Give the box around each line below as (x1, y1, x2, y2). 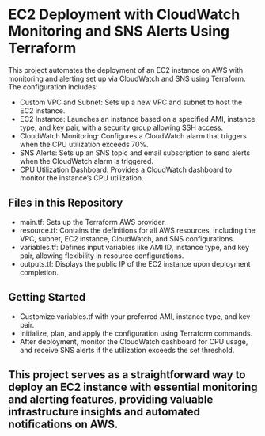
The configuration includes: (8, 82, 98, 92)
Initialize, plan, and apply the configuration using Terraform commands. (19, 328, 253, 338)
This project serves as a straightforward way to (8, 368, 246, 381)
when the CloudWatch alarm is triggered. (19, 156, 154, 165)
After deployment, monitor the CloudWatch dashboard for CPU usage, (19, 336, 248, 346)
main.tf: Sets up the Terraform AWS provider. (19, 217, 166, 226)
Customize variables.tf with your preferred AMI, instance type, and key (19, 311, 251, 321)
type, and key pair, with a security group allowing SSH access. (19, 123, 224, 132)
